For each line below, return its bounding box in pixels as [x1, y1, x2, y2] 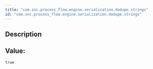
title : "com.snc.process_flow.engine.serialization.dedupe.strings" [5, 7, 149, 12]
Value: [5, 47, 26, 55]
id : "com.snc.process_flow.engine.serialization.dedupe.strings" [5, 12, 142, 17]
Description [5, 30, 42, 38]
